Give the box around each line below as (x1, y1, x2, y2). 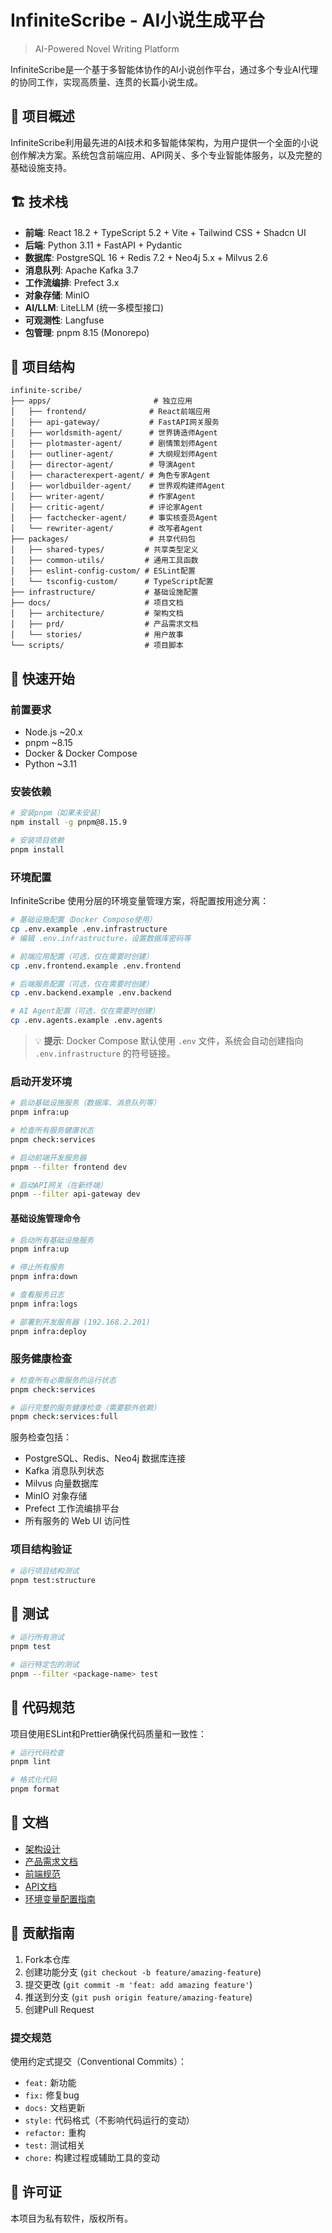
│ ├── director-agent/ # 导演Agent (10, 460, 196, 470)
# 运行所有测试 (10, 1632, 65, 1643)
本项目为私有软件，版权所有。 (10, 2212, 133, 2224)
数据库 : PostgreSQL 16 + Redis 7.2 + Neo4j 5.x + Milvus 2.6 (24, 251, 268, 263)
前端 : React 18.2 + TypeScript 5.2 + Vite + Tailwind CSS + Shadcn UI (24, 226, 307, 238)
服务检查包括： (10, 1431, 72, 1443)
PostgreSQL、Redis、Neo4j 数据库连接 (24, 1452, 187, 1465)
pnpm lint (10, 1757, 52, 1767)
